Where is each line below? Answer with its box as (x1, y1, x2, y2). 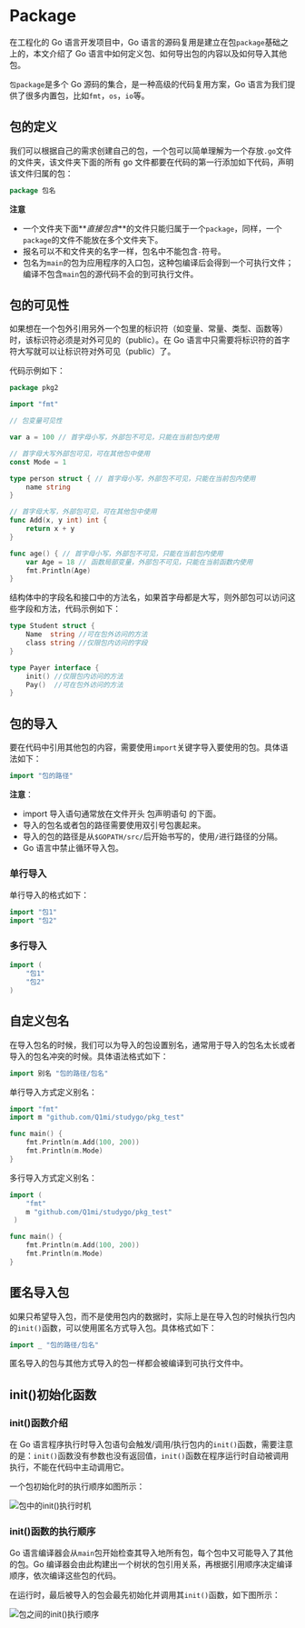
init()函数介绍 (9, 1416, 68, 1429)
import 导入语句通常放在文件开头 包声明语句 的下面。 (22, 808, 221, 819)
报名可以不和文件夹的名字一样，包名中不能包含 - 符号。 (22, 245, 226, 256)
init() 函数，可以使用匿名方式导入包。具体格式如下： (17, 1322, 217, 1333)
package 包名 (9, 185, 56, 195)
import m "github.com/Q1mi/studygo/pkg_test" (9, 1113, 184, 1123)
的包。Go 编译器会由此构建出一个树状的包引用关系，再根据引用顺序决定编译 (9, 1559, 293, 1570)
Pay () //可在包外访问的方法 (25, 680, 124, 689)
